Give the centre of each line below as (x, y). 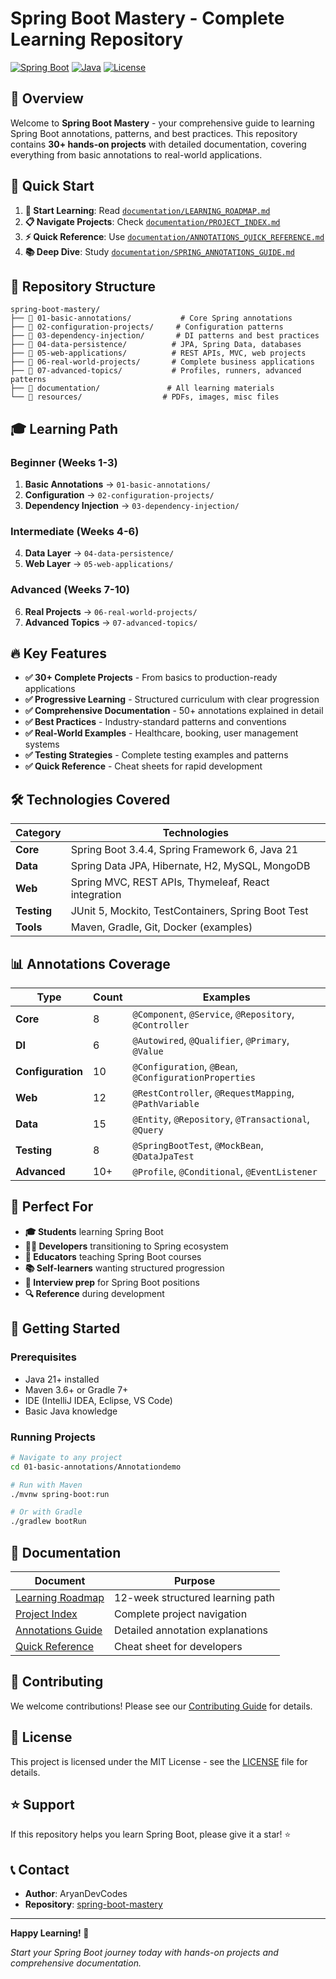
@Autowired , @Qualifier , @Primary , (211, 1040)
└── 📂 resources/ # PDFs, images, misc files (145, 397)
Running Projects (53, 1437)
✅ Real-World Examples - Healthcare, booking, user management (161, 733)
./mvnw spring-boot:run (60, 1494)
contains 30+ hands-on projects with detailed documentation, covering (158, 144)
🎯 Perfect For (52, 1207)
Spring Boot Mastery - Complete (147, 18)
